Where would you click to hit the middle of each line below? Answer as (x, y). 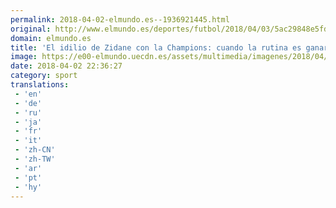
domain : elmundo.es (51, 38)
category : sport (44, 76)
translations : (40, 85)
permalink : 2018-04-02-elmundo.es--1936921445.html (120, 19)
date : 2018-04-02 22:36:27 (66, 66)
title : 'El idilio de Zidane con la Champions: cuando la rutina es (156, 47)
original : (31, 29)
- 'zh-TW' (35, 159)
